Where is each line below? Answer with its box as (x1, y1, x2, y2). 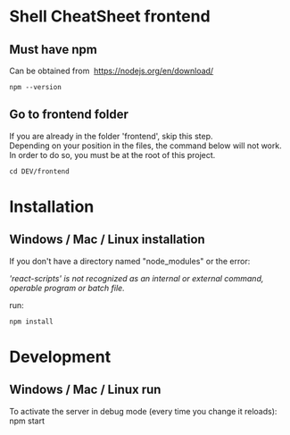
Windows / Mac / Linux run (9, 382, 162, 397)
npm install (9, 317, 54, 326)
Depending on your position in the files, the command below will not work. (9, 140, 283, 151)
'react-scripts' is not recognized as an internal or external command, (9, 272, 264, 283)
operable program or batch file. (9, 282, 125, 293)
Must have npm (9, 42, 98, 57)
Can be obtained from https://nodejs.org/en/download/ (9, 65, 214, 76)
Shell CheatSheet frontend (9, 6, 211, 27)
